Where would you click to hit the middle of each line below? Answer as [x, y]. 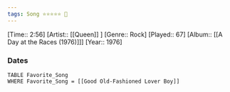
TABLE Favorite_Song [38, 75]
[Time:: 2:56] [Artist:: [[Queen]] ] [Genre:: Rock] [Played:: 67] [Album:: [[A [115, 34]
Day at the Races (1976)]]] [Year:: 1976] [65, 42]
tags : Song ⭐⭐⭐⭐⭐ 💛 [37, 14]
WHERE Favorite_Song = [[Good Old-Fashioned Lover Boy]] [94, 81]
